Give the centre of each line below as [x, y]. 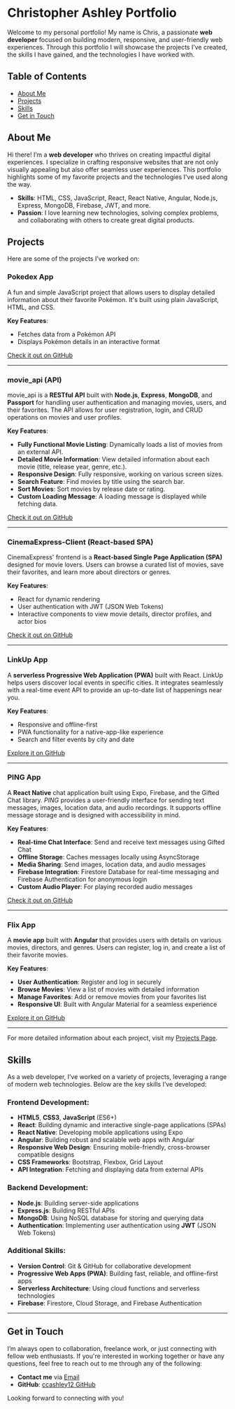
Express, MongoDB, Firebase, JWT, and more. [84, 205]
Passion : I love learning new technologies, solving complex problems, [118, 213]
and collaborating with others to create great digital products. [106, 220]
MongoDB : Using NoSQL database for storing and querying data [111, 1217]
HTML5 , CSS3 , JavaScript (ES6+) [67, 1117]
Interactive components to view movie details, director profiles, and [114, 614]
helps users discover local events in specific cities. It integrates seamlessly [115, 682]
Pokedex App [30, 277]
